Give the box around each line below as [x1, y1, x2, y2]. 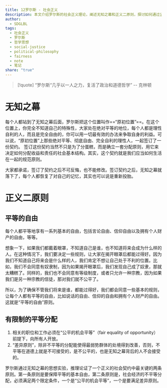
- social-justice [9, 44, 46, 49]
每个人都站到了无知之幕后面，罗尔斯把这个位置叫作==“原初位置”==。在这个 [5, 118, 160, 125]
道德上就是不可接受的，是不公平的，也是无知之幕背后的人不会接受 [25, 348, 161, 354]
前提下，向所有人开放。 [12, 336, 61, 342]
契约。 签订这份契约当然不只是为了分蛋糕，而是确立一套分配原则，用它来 [9, 143, 159, 150]
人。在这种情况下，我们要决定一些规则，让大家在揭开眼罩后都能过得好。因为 [5, 251, 162, 257]
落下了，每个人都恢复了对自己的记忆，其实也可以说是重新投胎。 [5, 173, 136, 179]
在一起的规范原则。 [5, 156, 45, 162]
